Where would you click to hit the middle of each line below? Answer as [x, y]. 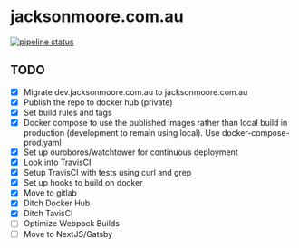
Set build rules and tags [68, 112]
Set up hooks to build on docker [83, 183]
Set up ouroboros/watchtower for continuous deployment [130, 152]
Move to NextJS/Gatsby [68, 234]
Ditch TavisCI [48, 214]
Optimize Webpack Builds [72, 224]
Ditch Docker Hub [57, 203]
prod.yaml [42, 143]
